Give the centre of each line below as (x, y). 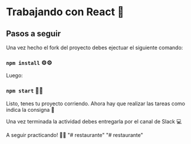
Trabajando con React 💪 (65, 12)
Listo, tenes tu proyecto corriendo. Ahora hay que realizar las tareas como (96, 103)
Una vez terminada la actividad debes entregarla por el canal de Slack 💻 (94, 121)
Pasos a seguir (33, 34)
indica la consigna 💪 (30, 109)
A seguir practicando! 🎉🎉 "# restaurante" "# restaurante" (75, 135)
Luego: (15, 76)
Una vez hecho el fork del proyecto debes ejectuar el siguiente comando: (95, 47)
